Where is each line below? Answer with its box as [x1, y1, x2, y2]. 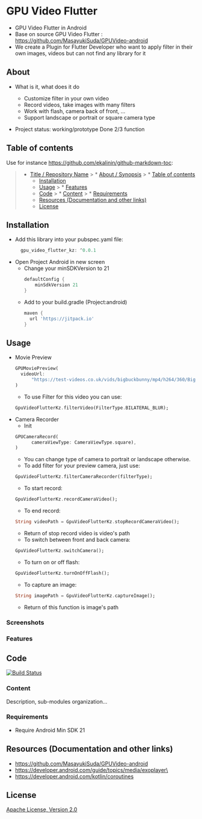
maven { [23, 310, 43, 316]
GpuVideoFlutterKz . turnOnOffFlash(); [14, 570, 110, 576]
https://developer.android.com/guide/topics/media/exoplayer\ [14, 766, 168, 773]
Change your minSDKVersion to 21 [23, 265, 109, 272]
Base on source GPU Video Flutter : [14, 30, 103, 37]
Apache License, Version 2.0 [6, 806, 78, 813]
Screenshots [6, 618, 44, 627]
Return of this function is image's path [23, 603, 119, 611]
